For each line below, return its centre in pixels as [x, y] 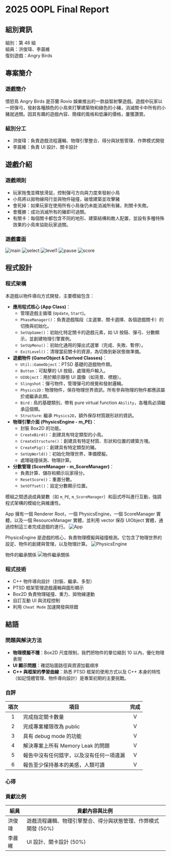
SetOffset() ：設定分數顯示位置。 [55, 486]
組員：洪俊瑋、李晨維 [27, 49]
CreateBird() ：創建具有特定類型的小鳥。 [63, 434]
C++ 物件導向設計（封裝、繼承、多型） [54, 581]
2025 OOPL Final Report [57, 9]
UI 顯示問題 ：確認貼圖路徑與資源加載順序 [56, 665]
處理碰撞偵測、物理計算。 [47, 460]
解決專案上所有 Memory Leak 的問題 [66, 746]
